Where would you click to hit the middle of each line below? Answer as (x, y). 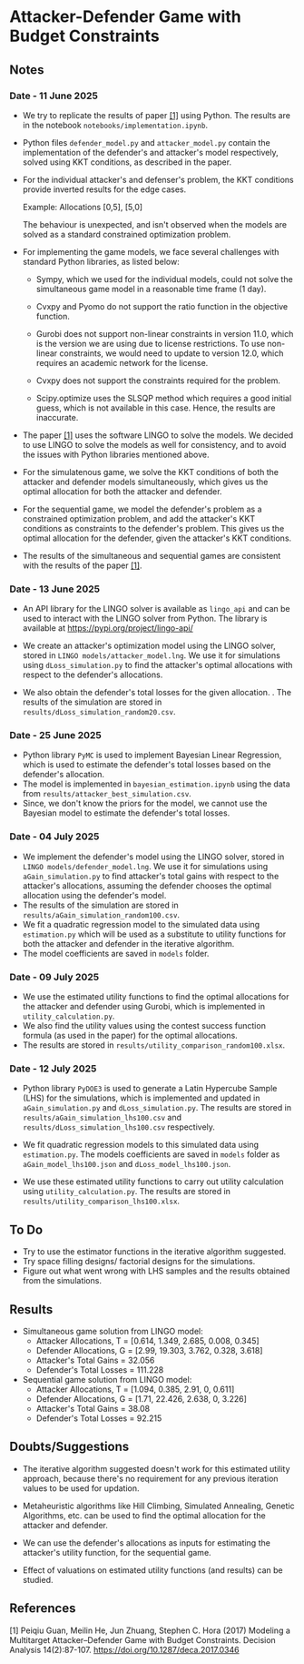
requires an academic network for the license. (122, 362)
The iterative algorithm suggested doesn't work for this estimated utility (156, 1468)
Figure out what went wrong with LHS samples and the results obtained (156, 1271)
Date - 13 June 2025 (55, 589)
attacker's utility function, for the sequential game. (117, 1552)
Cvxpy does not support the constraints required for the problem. (158, 380)
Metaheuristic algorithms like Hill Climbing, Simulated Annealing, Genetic (158, 1506)
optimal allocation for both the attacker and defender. (122, 491)
